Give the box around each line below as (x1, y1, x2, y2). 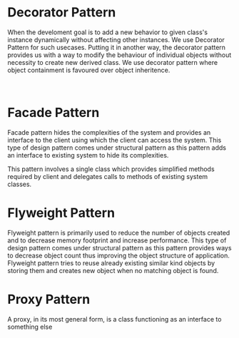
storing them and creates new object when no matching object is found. (7, 266, 219, 275)
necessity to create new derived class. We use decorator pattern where (7, 58, 218, 66)
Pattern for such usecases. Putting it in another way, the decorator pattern (7, 43, 226, 51)
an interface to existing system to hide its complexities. (7, 150, 169, 159)
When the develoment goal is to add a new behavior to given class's (7, 28, 208, 36)
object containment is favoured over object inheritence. (7, 66, 171, 74)
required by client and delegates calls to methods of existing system (7, 172, 208, 180)
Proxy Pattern (7, 292, 91, 307)
